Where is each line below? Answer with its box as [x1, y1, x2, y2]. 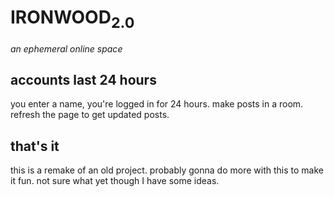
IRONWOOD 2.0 [10, 6, 135, 32]
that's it [10, 137, 60, 155]
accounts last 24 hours [10, 71, 157, 88]
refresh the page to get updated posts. [10, 109, 170, 121]
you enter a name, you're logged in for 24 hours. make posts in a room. [10, 98, 304, 110]
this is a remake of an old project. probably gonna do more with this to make [10, 164, 324, 176]
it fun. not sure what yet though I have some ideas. [10, 175, 220, 187]
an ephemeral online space [10, 42, 123, 55]
